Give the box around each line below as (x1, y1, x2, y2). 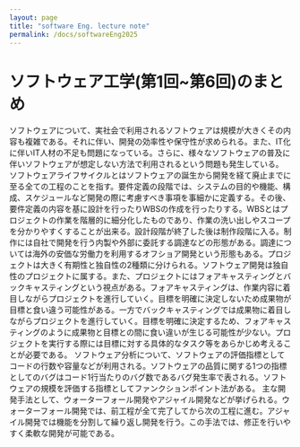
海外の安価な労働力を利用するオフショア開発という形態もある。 (32, 249, 269, 259)
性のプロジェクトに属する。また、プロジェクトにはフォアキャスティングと (9, 271, 284, 282)
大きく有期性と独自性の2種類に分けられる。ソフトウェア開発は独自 (39, 259, 289, 270)
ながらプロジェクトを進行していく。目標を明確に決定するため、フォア (9, 316, 269, 327)
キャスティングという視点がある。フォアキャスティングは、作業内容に (24, 282, 284, 293)
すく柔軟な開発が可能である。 (9, 428, 119, 439)
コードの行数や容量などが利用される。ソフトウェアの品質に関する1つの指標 (9, 361, 287, 372)
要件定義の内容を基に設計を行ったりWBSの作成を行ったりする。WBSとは (9, 204, 280, 215)
